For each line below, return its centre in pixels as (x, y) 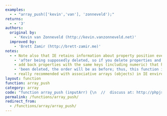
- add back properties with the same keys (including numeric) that (86, 65)
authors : (14, 28)
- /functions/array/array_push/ (43, 106)
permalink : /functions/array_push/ (42, 97)
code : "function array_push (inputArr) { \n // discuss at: (70, 92)
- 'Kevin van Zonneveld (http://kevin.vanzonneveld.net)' (75, 38)
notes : (12, 51)
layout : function (23, 78)
